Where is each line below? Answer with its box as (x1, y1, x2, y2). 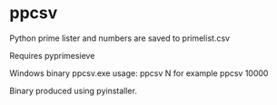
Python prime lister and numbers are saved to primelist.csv (9, 33, 230, 43)
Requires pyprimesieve (9, 50, 95, 61)
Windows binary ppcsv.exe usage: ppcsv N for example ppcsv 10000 (9, 67, 269, 79)
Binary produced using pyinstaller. (9, 85, 138, 96)
